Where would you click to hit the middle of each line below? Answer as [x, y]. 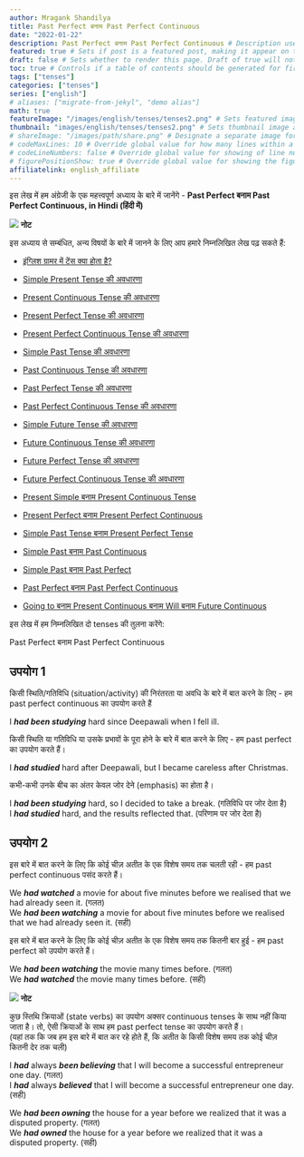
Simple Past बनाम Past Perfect [77, 570]
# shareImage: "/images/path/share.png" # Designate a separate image [145, 136]
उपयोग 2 [28, 843]
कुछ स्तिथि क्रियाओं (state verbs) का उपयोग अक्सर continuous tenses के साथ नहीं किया [148, 1016]
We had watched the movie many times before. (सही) [108, 979]
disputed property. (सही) [53, 1142]
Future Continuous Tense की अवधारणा [89, 443]
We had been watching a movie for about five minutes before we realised [147, 912]
